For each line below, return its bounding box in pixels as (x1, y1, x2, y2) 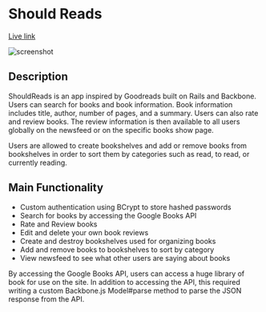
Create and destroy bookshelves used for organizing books (19, 236, 216, 246)
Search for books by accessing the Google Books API (19, 210, 197, 220)
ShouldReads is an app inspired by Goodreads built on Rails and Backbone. (8, 91, 256, 101)
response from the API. (8, 294, 85, 304)
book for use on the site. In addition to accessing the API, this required (8, 277, 240, 286)
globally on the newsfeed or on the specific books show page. (8, 125, 214, 134)
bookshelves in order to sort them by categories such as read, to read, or (8, 149, 250, 158)
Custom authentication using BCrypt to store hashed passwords (19, 202, 232, 212)
